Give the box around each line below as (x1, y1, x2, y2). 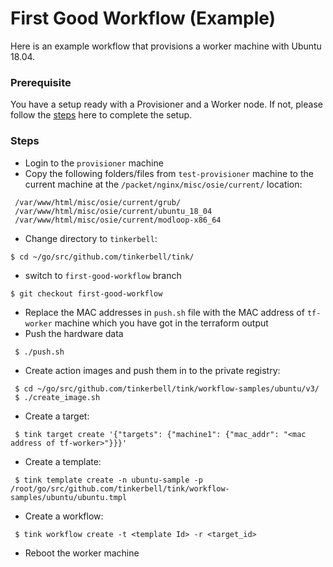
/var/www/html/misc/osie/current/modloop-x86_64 (14, 215, 222, 225)
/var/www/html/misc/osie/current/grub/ (14, 197, 182, 207)
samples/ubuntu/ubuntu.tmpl (10, 492, 128, 502)
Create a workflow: (24, 510, 104, 522)
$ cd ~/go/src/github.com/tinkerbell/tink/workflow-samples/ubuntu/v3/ (14, 383, 320, 394)
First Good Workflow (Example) (10, 7, 277, 30)
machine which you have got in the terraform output (54, 317, 269, 329)
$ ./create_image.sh (14, 392, 101, 402)
